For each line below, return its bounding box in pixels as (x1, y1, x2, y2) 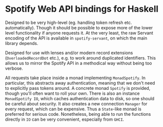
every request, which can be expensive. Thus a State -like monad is (5, 106, 141, 112)
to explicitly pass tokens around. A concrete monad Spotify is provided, (5, 85, 151, 91)
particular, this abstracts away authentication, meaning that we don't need (5, 80, 156, 86)
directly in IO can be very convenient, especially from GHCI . (5, 116, 124, 122)
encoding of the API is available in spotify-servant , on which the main (5, 35, 147, 41)
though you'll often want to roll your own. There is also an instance (5, 90, 140, 96)
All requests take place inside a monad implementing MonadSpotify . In (5, 75, 146, 81)
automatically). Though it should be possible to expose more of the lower (5, 24, 153, 30)
